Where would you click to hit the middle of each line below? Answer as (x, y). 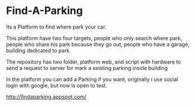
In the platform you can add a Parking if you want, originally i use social (92, 79)
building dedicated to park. (39, 50)
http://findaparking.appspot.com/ (46, 97)
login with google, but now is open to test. (57, 85)
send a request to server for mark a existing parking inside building (87, 68)
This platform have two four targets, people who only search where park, (94, 38)
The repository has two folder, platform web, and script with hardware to (94, 62)
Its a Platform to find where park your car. (56, 27)
